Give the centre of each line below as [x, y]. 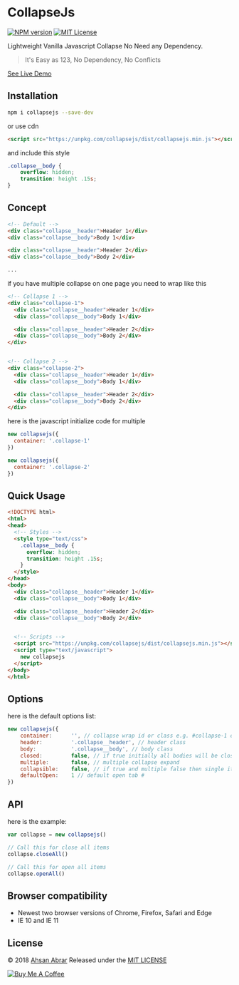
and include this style [38, 153]
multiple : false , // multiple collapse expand [100, 762]
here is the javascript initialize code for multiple [76, 421]
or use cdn [23, 126]
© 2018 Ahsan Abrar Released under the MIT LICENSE [87, 960]
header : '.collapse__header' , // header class [103, 743]
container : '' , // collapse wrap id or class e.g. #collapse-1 [124, 736]
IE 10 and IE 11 [38, 921]
